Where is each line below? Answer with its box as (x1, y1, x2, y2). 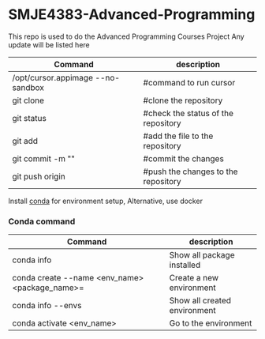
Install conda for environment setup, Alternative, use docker (8, 196, 203, 205)
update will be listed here (8, 40, 90, 49)
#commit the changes (143, 153, 225, 164)
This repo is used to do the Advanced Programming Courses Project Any (8, 32, 244, 41)
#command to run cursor (143, 77, 236, 88)
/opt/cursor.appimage (12, 72, 93, 83)
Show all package (169, 250, 235, 261)
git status (12, 112, 47, 123)
